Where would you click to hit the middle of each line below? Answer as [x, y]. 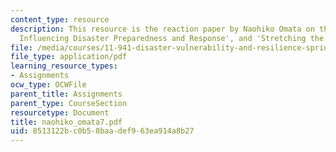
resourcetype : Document [60, 112]
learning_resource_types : [64, 66]
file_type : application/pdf [69, 57]
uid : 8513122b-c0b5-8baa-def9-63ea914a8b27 [102, 131]
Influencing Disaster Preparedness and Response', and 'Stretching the [172, 38]
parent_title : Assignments [66, 94]
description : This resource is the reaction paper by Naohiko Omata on [162, 29]
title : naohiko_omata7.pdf [66, 122]
